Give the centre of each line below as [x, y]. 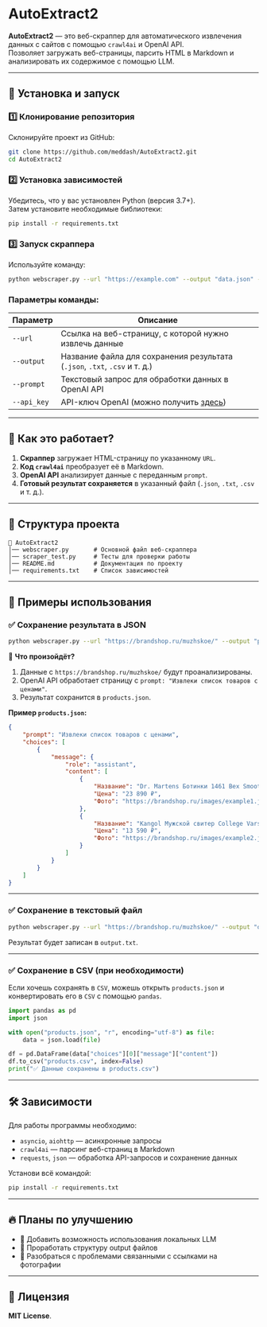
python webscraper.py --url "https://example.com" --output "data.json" [131, 279]
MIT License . [30, 1316]
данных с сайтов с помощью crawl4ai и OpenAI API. [96, 44]
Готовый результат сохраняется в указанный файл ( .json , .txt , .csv [137, 483]
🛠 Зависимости [50, 1102]
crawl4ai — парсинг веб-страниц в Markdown [97, 1149]
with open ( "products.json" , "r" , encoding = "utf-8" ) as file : [112, 1032]
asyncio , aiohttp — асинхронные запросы [91, 1140]
